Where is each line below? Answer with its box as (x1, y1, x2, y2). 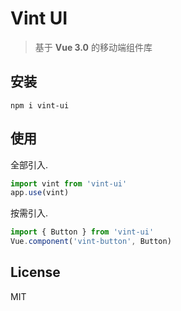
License (10, 264, 61, 281)
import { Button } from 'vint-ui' (10, 227, 155, 237)
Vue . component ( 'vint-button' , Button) (10, 237, 172, 247)
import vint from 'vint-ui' (10, 178, 128, 189)
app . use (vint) (10, 188, 70, 198)
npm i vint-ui (10, 100, 70, 111)
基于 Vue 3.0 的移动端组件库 (34, 41, 153, 53)
